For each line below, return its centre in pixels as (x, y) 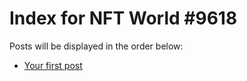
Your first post (53, 65)
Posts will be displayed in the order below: (96, 46)
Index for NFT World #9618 (123, 18)
